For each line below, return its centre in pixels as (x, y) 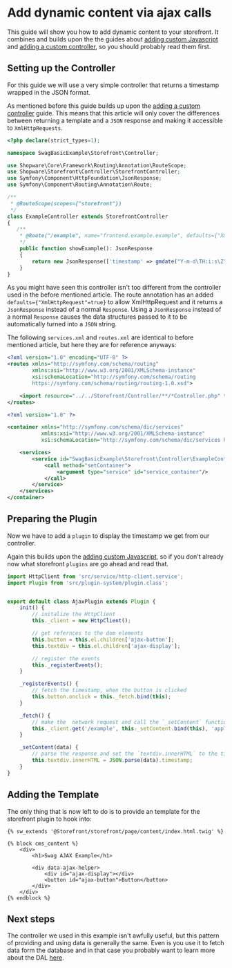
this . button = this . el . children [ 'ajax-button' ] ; (103, 640)
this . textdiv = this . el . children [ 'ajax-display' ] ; (106, 646)
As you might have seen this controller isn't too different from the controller (114, 288)
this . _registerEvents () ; (68, 665)
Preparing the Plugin (52, 519)
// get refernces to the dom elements (88, 633)
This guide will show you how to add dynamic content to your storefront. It (113, 32)
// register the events (66, 658)
